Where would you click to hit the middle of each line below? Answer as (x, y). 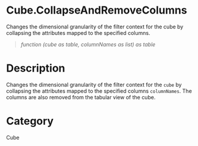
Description (36, 68)
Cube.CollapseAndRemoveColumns (97, 10)
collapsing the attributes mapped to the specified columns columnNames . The (99, 91)
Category (30, 121)
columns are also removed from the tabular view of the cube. (81, 97)
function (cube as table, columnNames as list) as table (88, 44)
